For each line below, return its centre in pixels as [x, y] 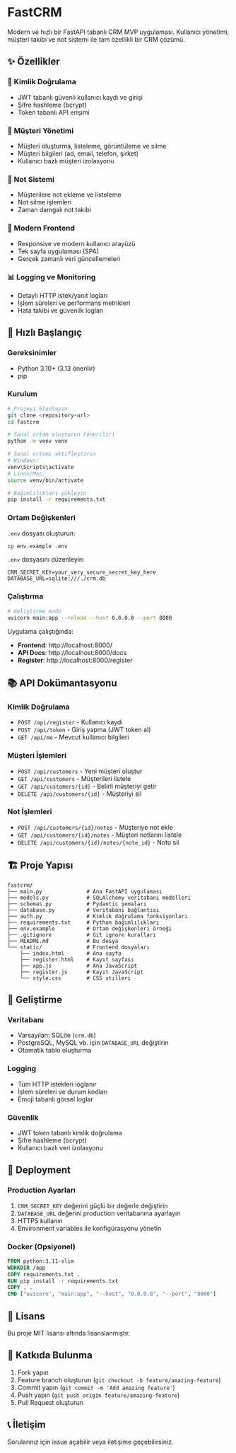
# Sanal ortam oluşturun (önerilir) [61, 435]
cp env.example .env [38, 546]
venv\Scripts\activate [41, 467]
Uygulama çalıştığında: [41, 631]
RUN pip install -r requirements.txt [63, 1281]
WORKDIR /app [26, 1268]
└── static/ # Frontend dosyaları [79, 947]
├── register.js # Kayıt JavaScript [82, 972]
